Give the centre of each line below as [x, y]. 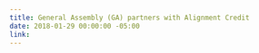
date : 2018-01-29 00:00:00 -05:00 [75, 26]
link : [20, 34]
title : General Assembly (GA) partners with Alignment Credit [129, 18]
